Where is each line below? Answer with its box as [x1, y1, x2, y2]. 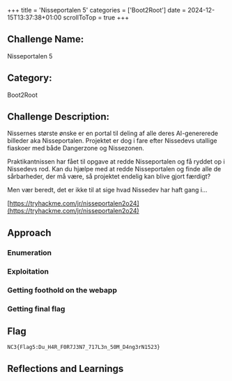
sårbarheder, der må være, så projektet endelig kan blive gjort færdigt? [7, 172, 211, 180]
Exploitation [7, 266, 49, 276]
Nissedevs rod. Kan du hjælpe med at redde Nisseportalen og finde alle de [7, 165, 222, 173]
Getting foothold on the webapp [7, 285, 117, 295]
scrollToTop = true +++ [63, 13, 130, 22]
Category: [7, 72, 52, 84]
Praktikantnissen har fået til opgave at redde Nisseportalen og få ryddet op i [7, 157, 225, 166]
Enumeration [7, 247, 52, 257]
